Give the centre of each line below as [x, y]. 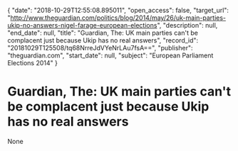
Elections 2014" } [33, 63]
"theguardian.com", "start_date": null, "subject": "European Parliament [110, 55]
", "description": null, [187, 25]
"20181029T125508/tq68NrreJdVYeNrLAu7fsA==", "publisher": [100, 48]
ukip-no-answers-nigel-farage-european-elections [82, 25]
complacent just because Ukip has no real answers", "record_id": [103, 40]
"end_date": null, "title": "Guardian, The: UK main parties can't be [103, 33]
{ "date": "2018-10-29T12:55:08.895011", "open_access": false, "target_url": [118, 10]
